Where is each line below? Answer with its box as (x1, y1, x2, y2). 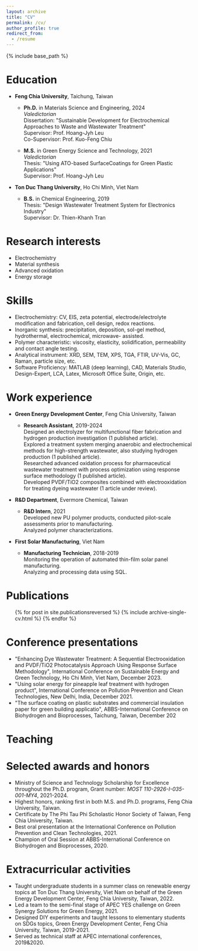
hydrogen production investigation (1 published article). (23, 434, 158, 441)
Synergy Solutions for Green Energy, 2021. (14, 907, 119, 914)
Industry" (23, 208, 47, 215)
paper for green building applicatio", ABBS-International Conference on (14, 705, 189, 713)
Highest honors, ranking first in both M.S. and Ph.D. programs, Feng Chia (14, 798, 193, 805)
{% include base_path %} (6, 53, 69, 59)
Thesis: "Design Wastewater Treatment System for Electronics (23, 201, 176, 208)
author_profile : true (6, 25, 60, 31)
